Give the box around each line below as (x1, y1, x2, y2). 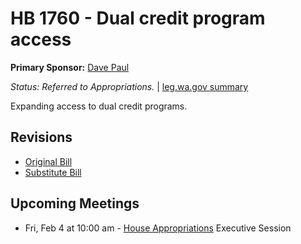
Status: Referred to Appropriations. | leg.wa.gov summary (10, 80, 249, 92)
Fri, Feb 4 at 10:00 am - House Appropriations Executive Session (24, 222, 292, 234)
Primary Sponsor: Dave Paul (10, 61, 130, 73)
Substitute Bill (24, 166, 82, 178)
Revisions (10, 129, 73, 146)
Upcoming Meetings (10, 195, 140, 212)
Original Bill (24, 155, 73, 167)
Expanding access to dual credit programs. (10, 100, 188, 112)
